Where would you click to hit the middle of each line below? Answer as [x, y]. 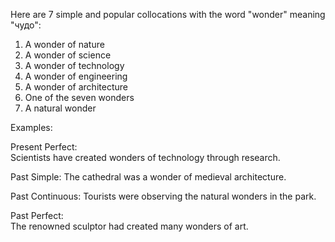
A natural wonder [60, 108]
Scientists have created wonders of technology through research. [145, 157]
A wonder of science [68, 55]
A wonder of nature [64, 44]
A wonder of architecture [76, 87]
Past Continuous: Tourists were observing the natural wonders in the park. [163, 196]
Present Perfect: [44, 147]
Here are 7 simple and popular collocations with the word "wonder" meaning [168, 14]
